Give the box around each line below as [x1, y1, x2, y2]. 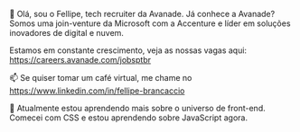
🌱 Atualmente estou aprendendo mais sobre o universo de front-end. [9, 103, 266, 113]
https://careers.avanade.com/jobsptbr [9, 55, 152, 65]
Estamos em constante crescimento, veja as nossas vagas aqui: [9, 45, 247, 56]
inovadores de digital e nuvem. [9, 28, 125, 38]
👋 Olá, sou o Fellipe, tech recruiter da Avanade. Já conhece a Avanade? [9, 9, 276, 19]
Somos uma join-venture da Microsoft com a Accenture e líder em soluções [9, 18, 291, 29]
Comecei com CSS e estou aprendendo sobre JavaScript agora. [9, 112, 248, 123]
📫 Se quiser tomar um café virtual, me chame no [9, 73, 192, 83]
